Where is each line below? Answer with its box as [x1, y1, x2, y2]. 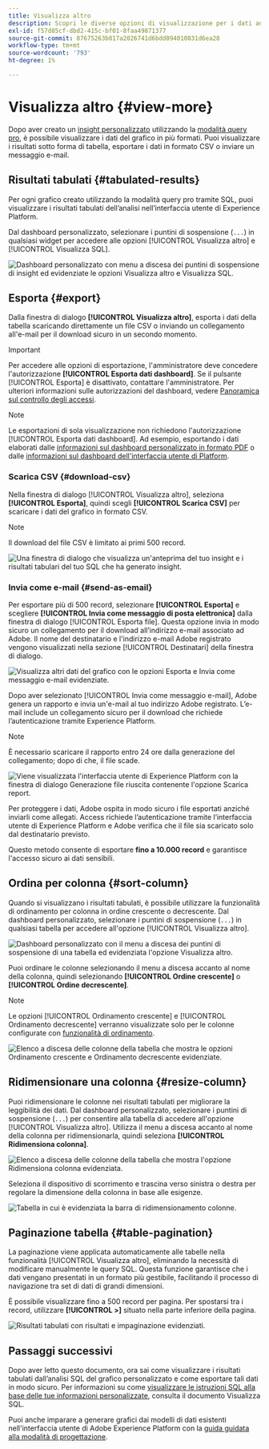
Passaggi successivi [8, 1344, 114, 1358]
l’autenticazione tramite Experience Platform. [8, 716, 156, 726]
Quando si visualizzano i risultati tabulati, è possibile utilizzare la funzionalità [8, 898, 260, 907]
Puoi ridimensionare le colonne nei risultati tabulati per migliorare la [8, 1096, 231, 1106]
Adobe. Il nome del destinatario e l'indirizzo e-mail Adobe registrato [8, 634, 231, 644]
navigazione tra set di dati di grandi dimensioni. [8, 1281, 164, 1291]
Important [8, 345, 41, 355]
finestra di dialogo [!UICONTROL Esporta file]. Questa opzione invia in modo [8, 617, 259, 627]
